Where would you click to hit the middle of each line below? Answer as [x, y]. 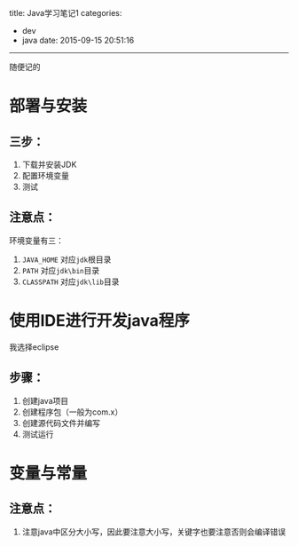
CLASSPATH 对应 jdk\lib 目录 [71, 281]
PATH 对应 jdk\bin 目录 [61, 270]
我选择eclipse [34, 347]
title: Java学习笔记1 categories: [66, 13]
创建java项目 [45, 400]
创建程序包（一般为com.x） [72, 412]
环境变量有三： [36, 240]
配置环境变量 [45, 175]
